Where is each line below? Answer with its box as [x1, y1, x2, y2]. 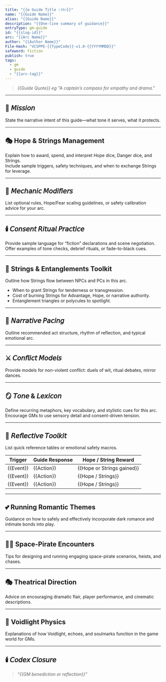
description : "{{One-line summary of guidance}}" [5, 21, 110, 26]
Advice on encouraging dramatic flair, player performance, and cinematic [5, 594, 154, 600]
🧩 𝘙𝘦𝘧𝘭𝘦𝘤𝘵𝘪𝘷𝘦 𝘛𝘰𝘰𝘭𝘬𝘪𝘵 [5, 432, 67, 440]
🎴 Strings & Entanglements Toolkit [5, 265, 112, 273]
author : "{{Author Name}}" [5, 40, 61, 44]
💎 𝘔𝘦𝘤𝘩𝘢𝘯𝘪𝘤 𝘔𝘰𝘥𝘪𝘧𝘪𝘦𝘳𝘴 [5, 187, 73, 195]
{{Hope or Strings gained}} [77, 465, 139, 472]
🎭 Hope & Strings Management [5, 137, 105, 145]
